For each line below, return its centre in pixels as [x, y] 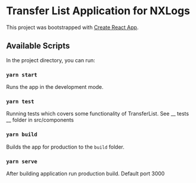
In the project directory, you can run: [51, 60]
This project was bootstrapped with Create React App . [73, 27]
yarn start [22, 75]
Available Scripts [38, 46]
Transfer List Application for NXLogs [98, 11]
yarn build [22, 135]
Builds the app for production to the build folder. [65, 147]
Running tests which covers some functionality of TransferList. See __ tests [98, 114]
